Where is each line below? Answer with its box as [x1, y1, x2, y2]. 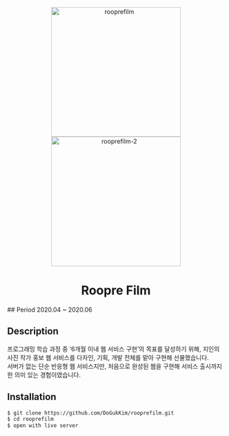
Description [7, 325, 59, 337]
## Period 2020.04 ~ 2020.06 [7, 305, 93, 314]
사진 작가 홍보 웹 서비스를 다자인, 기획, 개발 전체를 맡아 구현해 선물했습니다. [7, 353, 209, 361]
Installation [7, 391, 57, 403]
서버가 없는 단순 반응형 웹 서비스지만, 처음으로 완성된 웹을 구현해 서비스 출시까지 [7, 362, 223, 370]
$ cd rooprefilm [7, 416, 54, 423]
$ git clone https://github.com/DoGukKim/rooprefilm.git [7, 409, 175, 417]
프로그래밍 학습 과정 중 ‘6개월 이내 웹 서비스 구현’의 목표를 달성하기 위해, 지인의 [7, 345, 220, 353]
